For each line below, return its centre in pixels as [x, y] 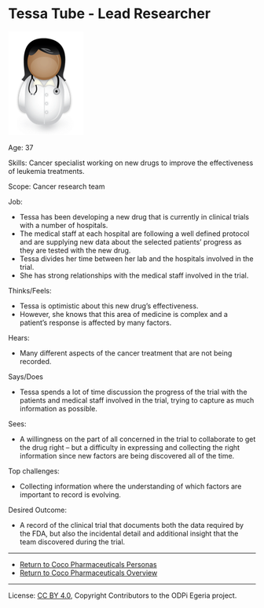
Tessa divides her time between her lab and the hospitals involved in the [136, 258]
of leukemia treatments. [46, 171]
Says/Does [26, 376]
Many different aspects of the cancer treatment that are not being [126, 353]
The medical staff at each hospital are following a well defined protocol [134, 234]
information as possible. [59, 408]
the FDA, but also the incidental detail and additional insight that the [129, 533]
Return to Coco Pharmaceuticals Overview [88, 573]
